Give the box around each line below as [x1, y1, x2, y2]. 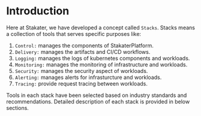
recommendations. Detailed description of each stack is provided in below [6, 97, 190, 105]
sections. [6, 104, 29, 111]
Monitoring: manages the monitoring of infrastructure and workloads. [14, 61, 188, 68]
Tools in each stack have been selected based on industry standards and [6, 91, 187, 99]
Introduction [6, 4, 70, 18]
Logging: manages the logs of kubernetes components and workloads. [14, 54, 190, 62]
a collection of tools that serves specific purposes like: [6, 30, 142, 37]
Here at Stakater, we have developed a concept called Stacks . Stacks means [6, 24, 195, 31]
